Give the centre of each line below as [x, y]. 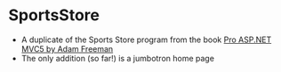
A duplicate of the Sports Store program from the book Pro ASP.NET [146, 40]
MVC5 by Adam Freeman [67, 48]
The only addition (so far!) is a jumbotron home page [118, 58]
